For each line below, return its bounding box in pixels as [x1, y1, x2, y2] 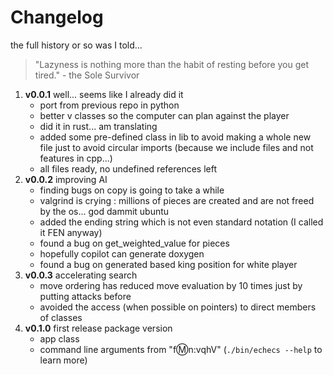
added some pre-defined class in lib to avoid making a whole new [39, 131, 312, 143]
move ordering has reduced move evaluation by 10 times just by [39, 279, 303, 291]
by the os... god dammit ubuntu [39, 205, 170, 217]
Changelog [10, 6, 104, 29]
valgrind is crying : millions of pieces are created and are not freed [39, 194, 315, 206]
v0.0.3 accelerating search [24, 269, 138, 281]
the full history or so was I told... [10, 39, 143, 51]
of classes [39, 311, 83, 323]
